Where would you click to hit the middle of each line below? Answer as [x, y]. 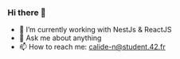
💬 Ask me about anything [60, 38]
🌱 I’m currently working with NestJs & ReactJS [95, 30]
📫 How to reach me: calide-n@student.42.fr [92, 47]
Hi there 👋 [27, 13]
